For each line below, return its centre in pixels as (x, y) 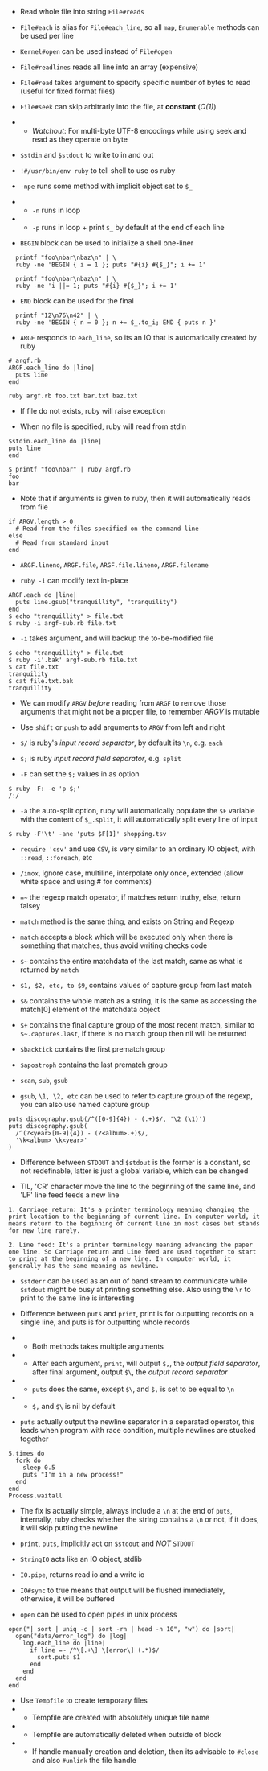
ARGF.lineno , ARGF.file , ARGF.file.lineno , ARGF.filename (114, 565)
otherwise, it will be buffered (67, 1599)
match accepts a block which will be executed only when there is (126, 937)
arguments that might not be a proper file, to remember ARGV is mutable (140, 712)
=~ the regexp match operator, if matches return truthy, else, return (130, 897)
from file (34, 507)
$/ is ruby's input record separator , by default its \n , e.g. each (121, 743)
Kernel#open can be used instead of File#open (96, 51)
